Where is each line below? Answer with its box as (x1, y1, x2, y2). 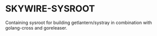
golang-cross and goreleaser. (5, 24, 68, 30)
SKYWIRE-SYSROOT (5, 3, 95, 14)
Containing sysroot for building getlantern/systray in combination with (5, 19, 152, 25)
